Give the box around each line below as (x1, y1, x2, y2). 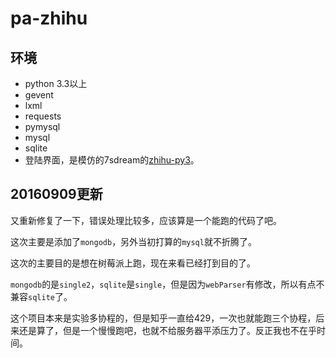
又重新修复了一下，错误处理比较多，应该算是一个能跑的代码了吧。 (10, 214, 282, 226)
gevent (24, 89, 54, 101)
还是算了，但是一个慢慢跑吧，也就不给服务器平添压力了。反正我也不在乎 (18, 324, 317, 336)
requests (24, 110, 62, 122)
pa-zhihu (10, 7, 88, 30)
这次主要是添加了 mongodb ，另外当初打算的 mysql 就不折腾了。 (10, 235, 257, 247)
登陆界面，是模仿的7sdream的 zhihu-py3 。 (24, 154, 200, 166)
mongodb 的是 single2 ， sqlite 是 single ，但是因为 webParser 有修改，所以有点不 (10, 278, 325, 290)
